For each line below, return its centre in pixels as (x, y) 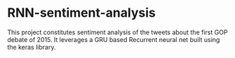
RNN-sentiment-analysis (81, 13)
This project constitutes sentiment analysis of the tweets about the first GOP (117, 32)
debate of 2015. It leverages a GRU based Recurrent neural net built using (114, 39)
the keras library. (32, 47)
